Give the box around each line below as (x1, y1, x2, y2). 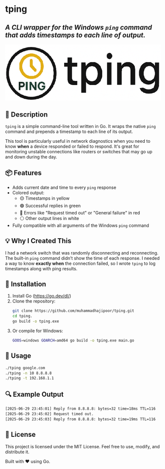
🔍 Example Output (5, 390, 64, 398)
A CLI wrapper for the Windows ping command (5, 23, 152, 32)
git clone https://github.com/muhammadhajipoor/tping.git (12, 308, 134, 313)
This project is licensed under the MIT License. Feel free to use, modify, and (5, 443, 160, 449)
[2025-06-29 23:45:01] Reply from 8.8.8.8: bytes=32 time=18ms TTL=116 (5, 406, 156, 411)
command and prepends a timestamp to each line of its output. (5, 128, 133, 134)
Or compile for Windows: (12, 328, 63, 334)
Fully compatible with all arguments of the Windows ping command (12, 222, 149, 228)
